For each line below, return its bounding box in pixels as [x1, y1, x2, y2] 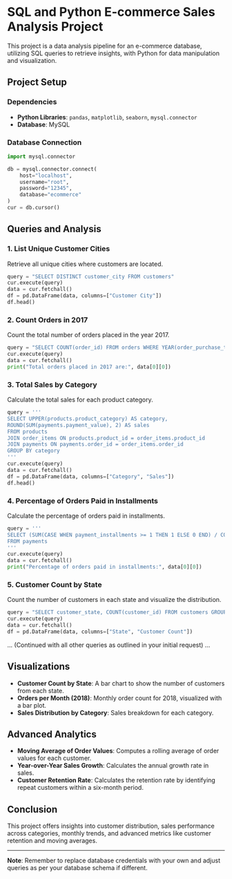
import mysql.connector [7, 153, 76, 160]
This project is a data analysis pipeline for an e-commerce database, [7, 41, 202, 50]
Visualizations [7, 661, 70, 672]
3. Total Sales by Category [7, 379, 98, 389]
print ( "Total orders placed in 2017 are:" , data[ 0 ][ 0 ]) [7, 363, 171, 370]
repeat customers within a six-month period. [17, 784, 144, 792]
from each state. [17, 686, 64, 694]
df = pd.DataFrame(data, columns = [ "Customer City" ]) [7, 292, 162, 299]
